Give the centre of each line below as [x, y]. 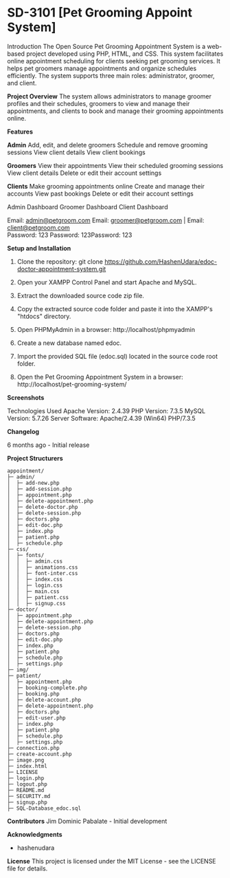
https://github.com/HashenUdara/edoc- [161, 261]
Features [20, 132]
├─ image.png [26, 760]
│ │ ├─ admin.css [35, 561]
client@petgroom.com [38, 227]
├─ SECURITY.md [29, 796]
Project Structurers [35, 458]
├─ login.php [26, 778]
